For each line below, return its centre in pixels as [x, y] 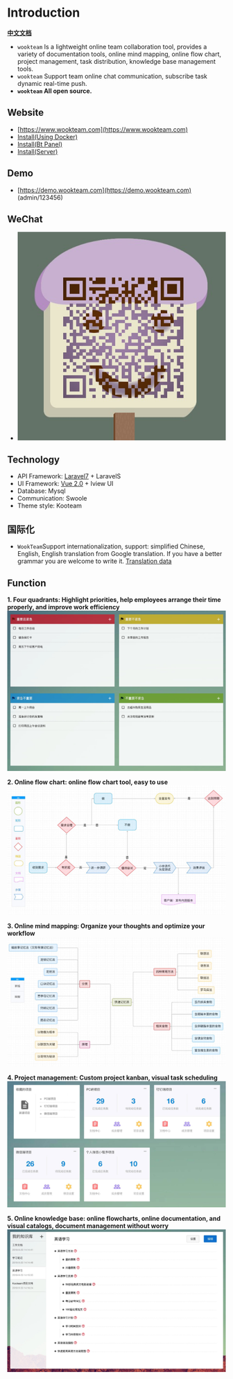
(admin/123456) [40, 197]
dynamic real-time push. [52, 83]
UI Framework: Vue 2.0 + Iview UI [65, 484]
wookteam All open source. [54, 91]
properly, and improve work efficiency [63, 607]
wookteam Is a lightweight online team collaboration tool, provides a [112, 46]
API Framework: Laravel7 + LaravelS [69, 476]
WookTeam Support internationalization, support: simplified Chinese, [111, 546]
